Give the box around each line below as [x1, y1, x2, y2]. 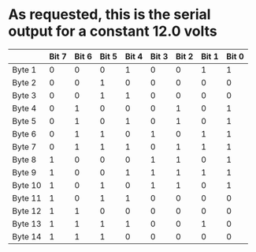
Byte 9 [12, 167, 37, 178]
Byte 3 [12, 89, 37, 100]
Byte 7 [12, 141, 37, 152]
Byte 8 [12, 154, 37, 165]
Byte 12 [12, 205, 42, 216]
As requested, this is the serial [8, 6, 211, 24]
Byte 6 [12, 128, 37, 139]
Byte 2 [12, 77, 37, 88]
